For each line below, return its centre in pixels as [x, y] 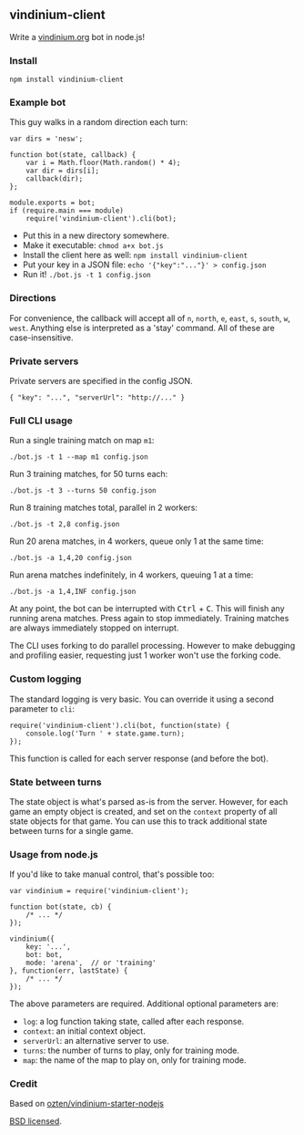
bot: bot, [45, 955]
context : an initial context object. [84, 1031]
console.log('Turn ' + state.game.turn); [105, 734]
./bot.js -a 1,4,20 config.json [71, 558]
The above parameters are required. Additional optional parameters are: [144, 1004]
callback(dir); [55, 179]
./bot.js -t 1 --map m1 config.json [79, 457]
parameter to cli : [42, 708]
